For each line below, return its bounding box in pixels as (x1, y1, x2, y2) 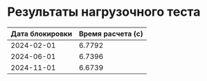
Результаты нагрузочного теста (7, 4, 201, 20)
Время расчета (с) (78, 29, 143, 38)
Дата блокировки (10, 29, 73, 38)
